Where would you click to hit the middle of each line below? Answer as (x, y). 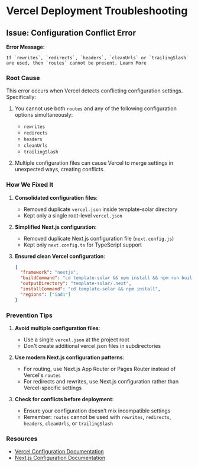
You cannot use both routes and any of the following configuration (96, 108)
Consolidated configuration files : (56, 197)
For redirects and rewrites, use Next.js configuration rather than (101, 382)
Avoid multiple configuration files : (57, 328)
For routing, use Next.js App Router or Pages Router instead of (100, 369)
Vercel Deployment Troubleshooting (97, 11)
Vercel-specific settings (53, 388)
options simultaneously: (44, 115)
